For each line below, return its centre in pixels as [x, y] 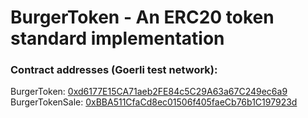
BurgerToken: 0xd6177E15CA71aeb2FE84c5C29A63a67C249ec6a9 [149, 92]
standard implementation [117, 38]
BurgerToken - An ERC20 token [142, 17]
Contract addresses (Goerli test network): [114, 70]
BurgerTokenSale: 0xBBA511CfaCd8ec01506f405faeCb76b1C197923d [154, 102]
